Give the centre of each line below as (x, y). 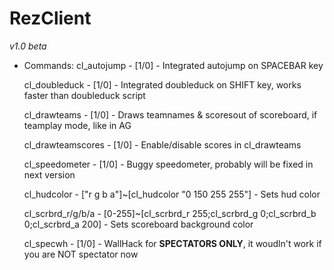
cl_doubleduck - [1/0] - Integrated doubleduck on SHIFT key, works (162, 84)
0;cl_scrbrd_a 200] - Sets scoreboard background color (138, 224)
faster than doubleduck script (84, 95)
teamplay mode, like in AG (77, 125)
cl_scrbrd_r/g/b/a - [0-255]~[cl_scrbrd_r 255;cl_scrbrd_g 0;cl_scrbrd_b (170, 213)
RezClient (50, 18)
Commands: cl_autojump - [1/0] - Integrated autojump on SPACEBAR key (173, 65)
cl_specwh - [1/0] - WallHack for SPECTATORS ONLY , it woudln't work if (172, 243)
